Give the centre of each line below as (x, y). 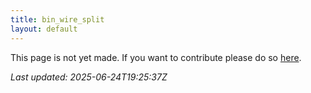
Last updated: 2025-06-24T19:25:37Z (89, 77)
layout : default (44, 29)
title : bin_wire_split (57, 19)
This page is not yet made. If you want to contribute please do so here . (156, 57)
